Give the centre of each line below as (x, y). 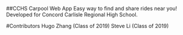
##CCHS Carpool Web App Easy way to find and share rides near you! (91, 8)
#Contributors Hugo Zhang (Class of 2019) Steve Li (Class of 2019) (88, 26)
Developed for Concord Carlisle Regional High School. (72, 15)
